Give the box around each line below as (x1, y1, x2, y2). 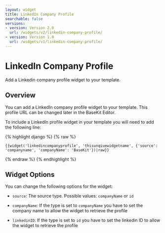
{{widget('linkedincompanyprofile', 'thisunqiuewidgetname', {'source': (5, 143, 158, 148)
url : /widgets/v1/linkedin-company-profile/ (9, 39, 103, 44)
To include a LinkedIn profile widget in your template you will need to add (5, 119, 154, 125)
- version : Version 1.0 (5, 35, 54, 40)
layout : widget (5, 7, 37, 12)
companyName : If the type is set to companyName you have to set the (12, 202, 143, 208)
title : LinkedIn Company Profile (5, 12, 74, 17)
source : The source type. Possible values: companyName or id (12, 193, 134, 199)
